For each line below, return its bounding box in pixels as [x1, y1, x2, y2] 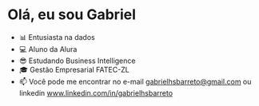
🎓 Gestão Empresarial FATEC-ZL [18, 65, 129, 74]
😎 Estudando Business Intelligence [18, 56, 136, 65]
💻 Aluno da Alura [18, 44, 78, 53]
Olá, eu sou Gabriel [7, 6, 137, 24]
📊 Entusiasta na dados [18, 32, 95, 41]
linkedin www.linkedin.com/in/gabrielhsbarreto [18, 88, 173, 97]
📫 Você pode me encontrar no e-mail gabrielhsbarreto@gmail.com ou [18, 77, 252, 86]
